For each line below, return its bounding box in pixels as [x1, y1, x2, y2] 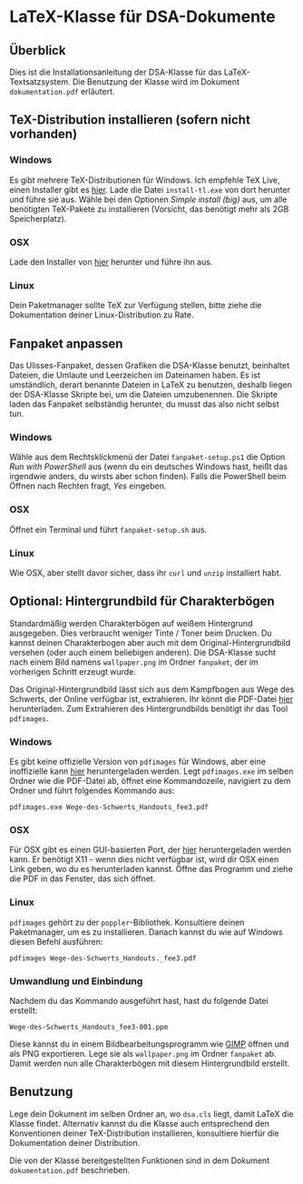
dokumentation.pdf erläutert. [9, 86, 115, 96]
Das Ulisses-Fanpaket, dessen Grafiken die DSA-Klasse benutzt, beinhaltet [9, 360, 290, 371]
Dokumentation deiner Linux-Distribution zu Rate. [9, 309, 194, 320]
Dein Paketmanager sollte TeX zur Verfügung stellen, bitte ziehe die [9, 300, 262, 311]
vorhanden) [9, 126, 78, 142]
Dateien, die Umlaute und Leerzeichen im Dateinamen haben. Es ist [9, 370, 261, 381]
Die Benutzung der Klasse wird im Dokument [72, 76, 240, 87]
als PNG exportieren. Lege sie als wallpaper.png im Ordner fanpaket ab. [9, 1048, 277, 1059]
